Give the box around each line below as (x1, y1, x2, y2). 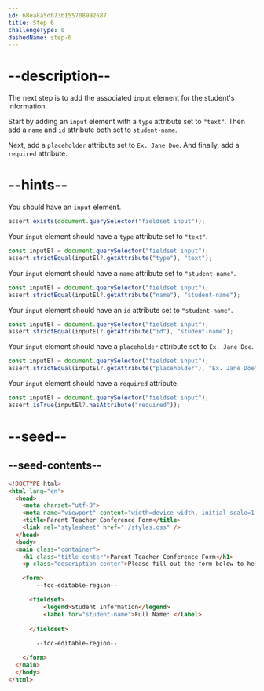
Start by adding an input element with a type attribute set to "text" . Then (8, 117, 246, 127)
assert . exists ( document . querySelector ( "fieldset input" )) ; (8, 218, 206, 226)
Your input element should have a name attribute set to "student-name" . (8, 268, 236, 278)
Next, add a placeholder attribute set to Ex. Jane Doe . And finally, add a (8, 141, 240, 150)
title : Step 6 (8, 19, 55, 27)
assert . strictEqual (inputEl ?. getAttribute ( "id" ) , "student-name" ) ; (8, 328, 234, 336)
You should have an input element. (8, 202, 122, 212)
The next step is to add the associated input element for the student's (8, 94, 235, 103)
